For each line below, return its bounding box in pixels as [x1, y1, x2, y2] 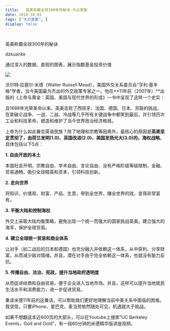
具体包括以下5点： [5, 141, 44, 147]
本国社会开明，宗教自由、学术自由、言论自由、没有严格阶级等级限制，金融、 [5, 162, 165, 168]
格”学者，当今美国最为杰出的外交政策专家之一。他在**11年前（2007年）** [5, 88, 160, 94]
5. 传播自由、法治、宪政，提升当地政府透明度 [5, 269, 99, 275]
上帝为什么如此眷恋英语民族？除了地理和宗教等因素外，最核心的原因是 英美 [5, 128, 160, 134]
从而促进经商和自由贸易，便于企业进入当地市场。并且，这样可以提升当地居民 [5, 280, 165, 286]
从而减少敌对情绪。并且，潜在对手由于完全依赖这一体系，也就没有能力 [14, 252, 160, 258]
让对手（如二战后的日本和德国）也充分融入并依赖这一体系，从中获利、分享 [5, 246, 160, 252]
